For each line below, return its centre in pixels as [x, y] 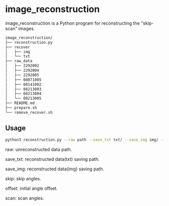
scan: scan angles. [25, 198]
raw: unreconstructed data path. [38, 149]
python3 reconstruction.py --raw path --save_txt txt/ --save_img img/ [82, 140]
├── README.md [20, 103]
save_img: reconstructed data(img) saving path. [55, 169]
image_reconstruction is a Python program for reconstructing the [72, 23]
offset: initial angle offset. [31, 188]
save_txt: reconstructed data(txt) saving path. [52, 159]
